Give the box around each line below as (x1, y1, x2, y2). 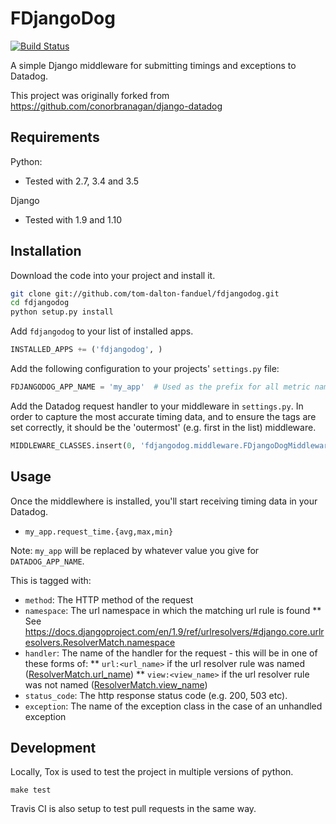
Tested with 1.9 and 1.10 (24, 213, 122, 226)
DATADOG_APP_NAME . (10, 555, 85, 567)
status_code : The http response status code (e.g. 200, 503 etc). (24, 689, 288, 701)
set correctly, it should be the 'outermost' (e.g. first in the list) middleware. (10, 421, 317, 433)
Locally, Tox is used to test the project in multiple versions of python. (10, 766, 294, 778)
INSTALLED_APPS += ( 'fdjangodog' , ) (10, 345, 163, 355)
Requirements (10, 129, 100, 146)
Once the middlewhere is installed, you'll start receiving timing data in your (10, 495, 318, 507)
